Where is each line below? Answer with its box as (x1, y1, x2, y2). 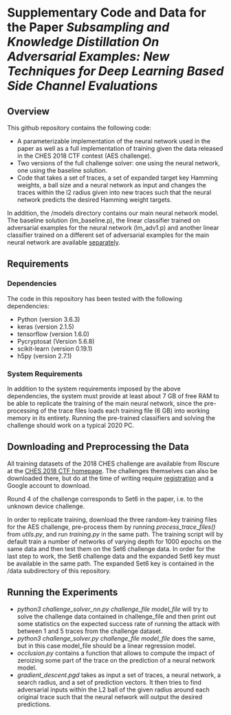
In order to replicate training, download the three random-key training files (7, 515, 217, 524)
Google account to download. (7, 481, 91, 490)
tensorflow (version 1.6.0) (16, 329, 89, 338)
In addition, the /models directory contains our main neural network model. (7, 209, 219, 217)
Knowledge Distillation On (7, 34, 159, 50)
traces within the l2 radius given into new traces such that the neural (16, 188, 212, 196)
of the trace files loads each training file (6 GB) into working (40, 406, 210, 415)
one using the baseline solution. (16, 167, 108, 174)
